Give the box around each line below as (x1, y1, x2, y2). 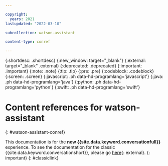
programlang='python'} (5, 84, 54, 91)
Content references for (5, 102, 103, 113)
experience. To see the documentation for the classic (5, 144, 115, 150)
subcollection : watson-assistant (5, 30, 75, 35)
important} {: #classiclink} (5, 155, 59, 161)
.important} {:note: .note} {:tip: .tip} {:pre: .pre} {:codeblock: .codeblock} (5, 68, 154, 74)
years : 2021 (10, 16, 35, 22)
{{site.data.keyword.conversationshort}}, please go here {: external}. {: (5, 149, 150, 156)
